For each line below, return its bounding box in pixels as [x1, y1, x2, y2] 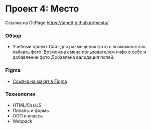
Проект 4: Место [5, 3, 79, 15]
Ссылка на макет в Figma [12, 78, 67, 84]
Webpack [12, 118, 33, 124]
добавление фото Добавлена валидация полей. [12, 54, 115, 60]
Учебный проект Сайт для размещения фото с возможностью [12, 44, 146, 50]
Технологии [5, 91, 36, 98]
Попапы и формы [12, 107, 50, 113]
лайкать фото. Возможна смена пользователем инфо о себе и [12, 49, 146, 55]
